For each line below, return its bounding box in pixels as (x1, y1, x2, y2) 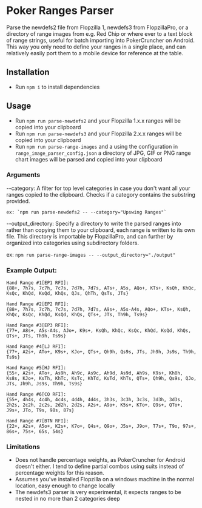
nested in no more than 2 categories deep (15, 495, 120, 503)
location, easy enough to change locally (15, 482, 115, 489)
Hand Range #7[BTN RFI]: (6, 418, 69, 424)
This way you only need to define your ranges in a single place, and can (6, 43, 186, 50)
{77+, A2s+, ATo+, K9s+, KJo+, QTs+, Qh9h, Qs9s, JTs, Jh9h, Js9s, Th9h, (6, 349, 197, 355)
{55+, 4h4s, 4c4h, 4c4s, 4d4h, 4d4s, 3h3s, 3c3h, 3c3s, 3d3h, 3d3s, (6, 397, 183, 403)
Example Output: (6, 266, 57, 274)
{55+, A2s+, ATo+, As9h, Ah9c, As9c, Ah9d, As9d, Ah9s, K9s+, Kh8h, (6, 370, 183, 376)
